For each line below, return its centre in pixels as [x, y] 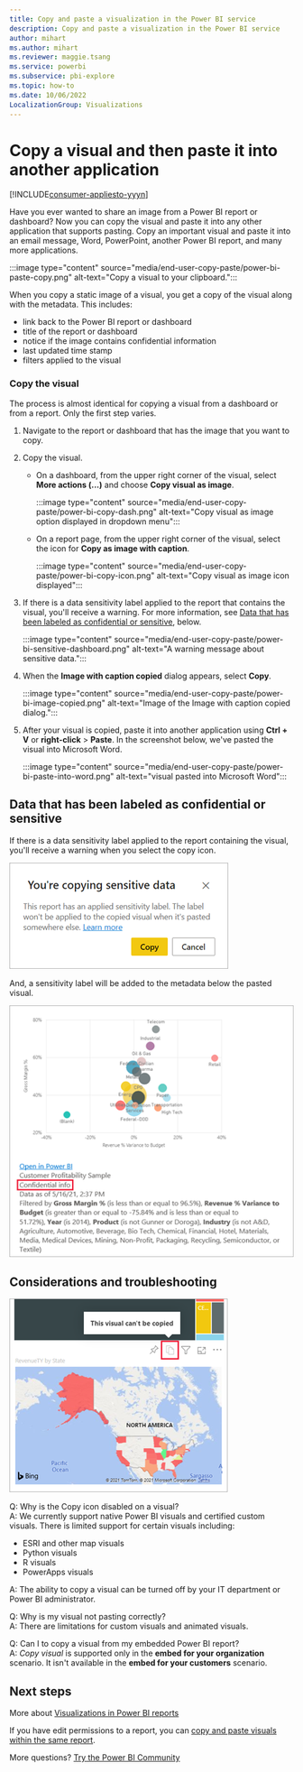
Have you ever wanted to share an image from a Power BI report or [134, 212]
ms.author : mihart [44, 48]
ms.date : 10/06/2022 [48, 95]
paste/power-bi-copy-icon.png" [95, 575]
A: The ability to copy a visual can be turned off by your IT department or [145, 1590]
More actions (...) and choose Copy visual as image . [135, 485]
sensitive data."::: [55, 658]
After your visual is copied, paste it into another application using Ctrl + [155, 730]
